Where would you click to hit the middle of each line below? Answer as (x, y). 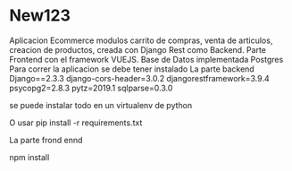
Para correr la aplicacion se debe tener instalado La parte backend (132, 69)
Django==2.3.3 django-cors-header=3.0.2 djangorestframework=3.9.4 (139, 78)
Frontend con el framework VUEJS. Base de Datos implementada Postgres (146, 59)
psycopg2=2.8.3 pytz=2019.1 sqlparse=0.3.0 (91, 88)
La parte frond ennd (46, 140)
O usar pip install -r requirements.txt (76, 123)
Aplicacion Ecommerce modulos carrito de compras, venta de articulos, (141, 40)
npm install (29, 157)
